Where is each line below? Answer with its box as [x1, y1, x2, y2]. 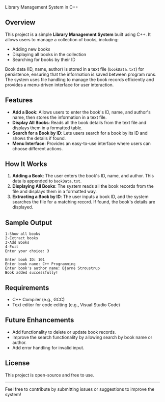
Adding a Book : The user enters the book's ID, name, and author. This [12, 173, 154, 179]
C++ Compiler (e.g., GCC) [12, 297, 65, 303]
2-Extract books [5, 236, 38, 241]
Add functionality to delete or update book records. [12, 329, 116, 335]
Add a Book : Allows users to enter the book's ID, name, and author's [12, 109, 151, 115]
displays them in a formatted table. [12, 125, 82, 131]
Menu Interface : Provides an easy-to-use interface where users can [12, 140, 151, 146]
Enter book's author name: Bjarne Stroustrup [5, 266, 100, 271]
